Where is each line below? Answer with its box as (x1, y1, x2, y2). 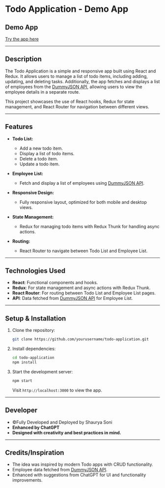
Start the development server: (12, 368, 73, 375)
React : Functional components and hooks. (12, 280, 98, 286)
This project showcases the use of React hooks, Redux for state (5, 98, 135, 104)
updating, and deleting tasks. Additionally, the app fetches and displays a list (5, 78, 160, 84)
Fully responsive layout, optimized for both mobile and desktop (19, 199, 147, 205)
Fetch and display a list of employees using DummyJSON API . (19, 180, 145, 186)
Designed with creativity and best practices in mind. (12, 429, 121, 435)
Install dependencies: (12, 346, 56, 352)
